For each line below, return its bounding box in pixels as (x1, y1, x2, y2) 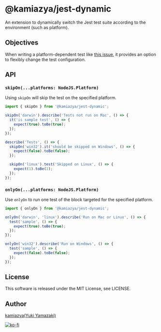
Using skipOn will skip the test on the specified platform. (5, 95, 117, 101)
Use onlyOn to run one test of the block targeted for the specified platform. (5, 196, 153, 202)
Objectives (5, 39, 39, 47)
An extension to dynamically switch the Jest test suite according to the (5, 19, 146, 25)
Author (5, 300, 27, 308)
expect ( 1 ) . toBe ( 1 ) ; (14, 166, 53, 171)
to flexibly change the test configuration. (5, 57, 86, 62)
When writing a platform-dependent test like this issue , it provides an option (5, 51, 156, 57)
